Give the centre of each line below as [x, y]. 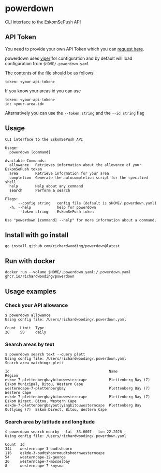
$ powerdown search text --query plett [45, 355]
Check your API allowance [37, 305]
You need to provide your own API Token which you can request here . [74, 49]
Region [12, 376]
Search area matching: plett [34, 363]
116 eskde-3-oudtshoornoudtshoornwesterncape [55, 453]
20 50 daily [26, 332]
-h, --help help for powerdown [53, 207]
